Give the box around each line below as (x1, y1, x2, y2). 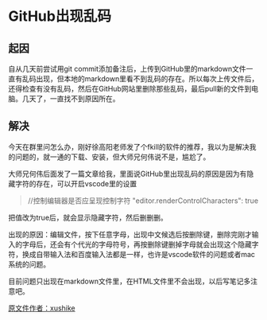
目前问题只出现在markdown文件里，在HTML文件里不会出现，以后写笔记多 (8, 276, 251, 286)
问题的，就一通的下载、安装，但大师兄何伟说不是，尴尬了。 (14, 152, 211, 162)
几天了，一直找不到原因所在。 (21, 94, 120, 103)
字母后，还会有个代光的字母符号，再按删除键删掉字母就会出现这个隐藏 (21, 240, 252, 249)
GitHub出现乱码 (8, 7, 111, 25)
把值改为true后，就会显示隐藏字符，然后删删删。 (8, 213, 168, 222)
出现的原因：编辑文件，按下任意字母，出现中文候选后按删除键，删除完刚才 (8, 229, 252, 239)
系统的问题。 (8, 260, 50, 269)
